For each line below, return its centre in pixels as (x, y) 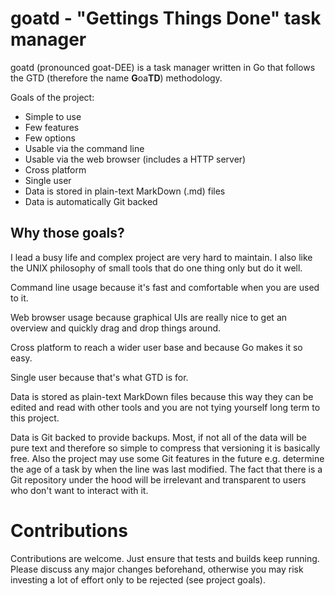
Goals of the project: (52, 97)
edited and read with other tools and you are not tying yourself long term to (165, 407)
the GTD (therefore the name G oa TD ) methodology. (116, 78)
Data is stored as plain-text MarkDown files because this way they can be (162, 396)
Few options (50, 138)
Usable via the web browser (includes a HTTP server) (135, 159)
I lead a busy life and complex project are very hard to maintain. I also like (161, 257)
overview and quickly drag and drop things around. (116, 328)
